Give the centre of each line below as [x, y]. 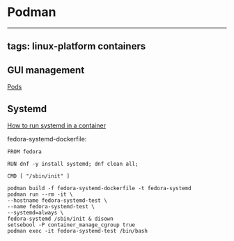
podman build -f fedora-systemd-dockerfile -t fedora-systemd [99, 188]
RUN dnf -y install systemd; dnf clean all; [73, 164]
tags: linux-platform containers [77, 46]
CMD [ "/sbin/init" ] [39, 176]
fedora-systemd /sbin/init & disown [60, 219]
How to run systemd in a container [57, 125]
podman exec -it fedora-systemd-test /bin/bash [78, 231]
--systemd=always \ [36, 212]
